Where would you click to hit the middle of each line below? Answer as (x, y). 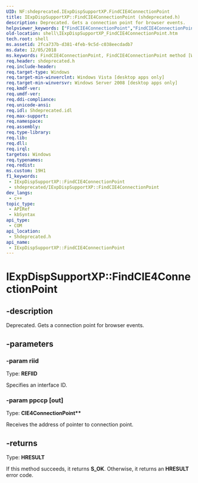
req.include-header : (32, 66)
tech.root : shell (27, 39)
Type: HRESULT (26, 458)
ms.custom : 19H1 (26, 171)
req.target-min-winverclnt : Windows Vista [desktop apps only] (85, 77)
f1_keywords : (22, 177)
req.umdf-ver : (24, 94)
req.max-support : (27, 116)
